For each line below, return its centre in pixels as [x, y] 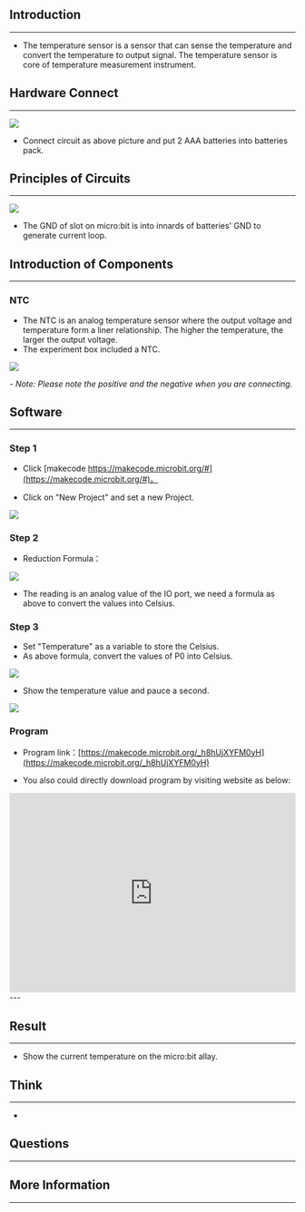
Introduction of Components [92, 264]
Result [28, 1026]
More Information [60, 1185]
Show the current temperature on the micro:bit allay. [120, 1057]
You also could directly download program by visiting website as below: [157, 780]
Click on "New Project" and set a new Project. [108, 497]
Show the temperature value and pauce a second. [116, 691]
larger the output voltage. [70, 339]
